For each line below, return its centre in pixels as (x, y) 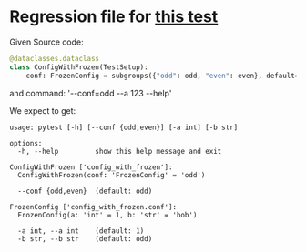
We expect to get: (43, 110)
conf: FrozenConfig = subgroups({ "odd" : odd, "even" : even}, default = (163, 76)
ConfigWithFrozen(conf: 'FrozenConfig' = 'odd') (112, 175)
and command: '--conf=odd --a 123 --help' (91, 93)
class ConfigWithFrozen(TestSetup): (79, 67)
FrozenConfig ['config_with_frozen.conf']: (93, 207)
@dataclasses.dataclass (55, 58)
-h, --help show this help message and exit (120, 151)
